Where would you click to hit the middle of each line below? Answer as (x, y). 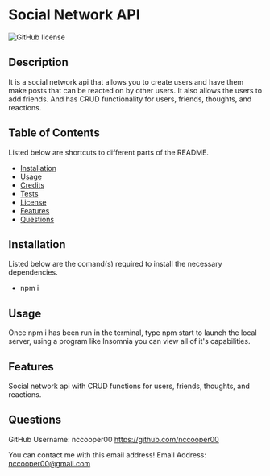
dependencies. (33, 272)
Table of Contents (54, 133)
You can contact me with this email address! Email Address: (108, 455)
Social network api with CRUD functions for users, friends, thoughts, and (129, 386)
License (33, 202)
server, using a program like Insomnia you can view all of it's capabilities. (129, 341)
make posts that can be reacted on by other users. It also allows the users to (135, 90)
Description (38, 62)
